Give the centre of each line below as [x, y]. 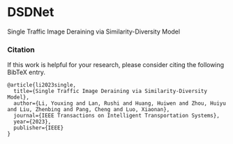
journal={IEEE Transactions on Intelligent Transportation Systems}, [116, 116]
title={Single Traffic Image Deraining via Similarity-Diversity [111, 92]
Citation [21, 50]
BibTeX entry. [27, 72]
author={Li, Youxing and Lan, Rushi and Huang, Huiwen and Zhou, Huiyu [120, 103]
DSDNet [31, 12]
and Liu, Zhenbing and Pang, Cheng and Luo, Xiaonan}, [89, 110]
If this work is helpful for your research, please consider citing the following [116, 65]
